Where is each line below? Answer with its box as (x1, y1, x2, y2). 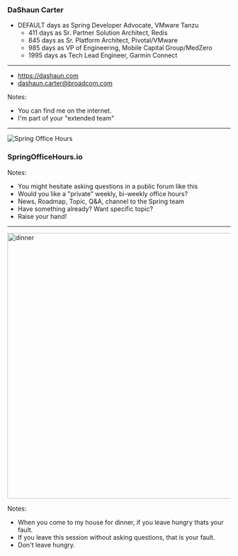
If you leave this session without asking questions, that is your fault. (17, 533, 215, 541)
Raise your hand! (17, 212, 67, 220)
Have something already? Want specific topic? (17, 204, 154, 213)
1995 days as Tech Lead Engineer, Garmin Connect (28, 51, 178, 59)
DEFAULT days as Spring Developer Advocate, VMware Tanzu (17, 21, 199, 30)
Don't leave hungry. (17, 540, 76, 549)
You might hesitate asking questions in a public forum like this (17, 182, 198, 191)
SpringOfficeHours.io (7, 152, 83, 162)
